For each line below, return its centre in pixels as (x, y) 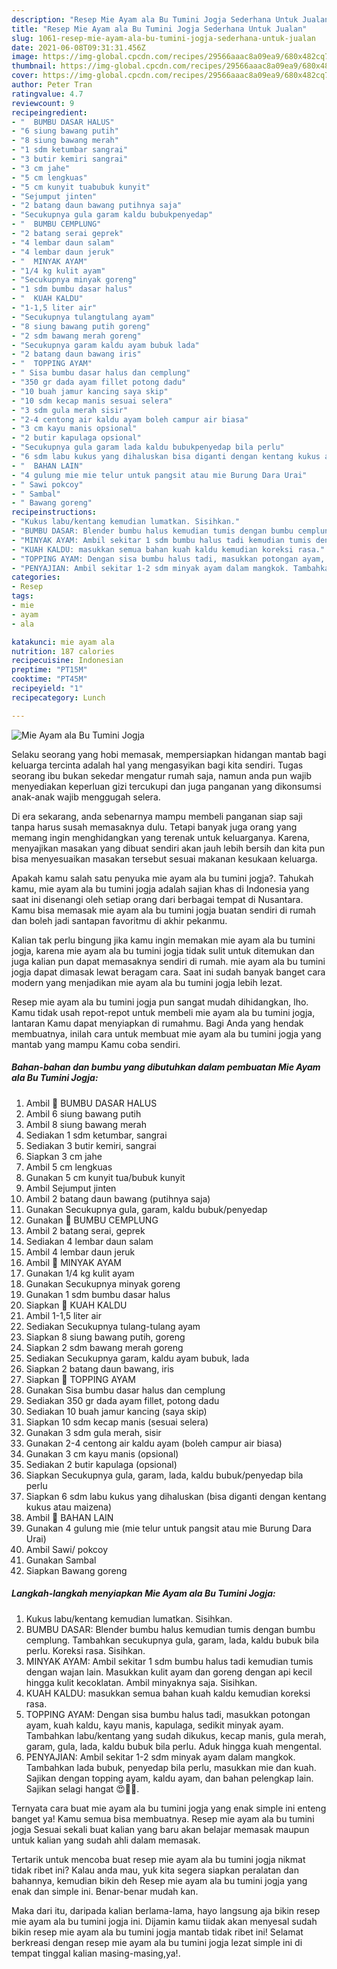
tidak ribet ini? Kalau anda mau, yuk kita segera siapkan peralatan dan (155, 1870)
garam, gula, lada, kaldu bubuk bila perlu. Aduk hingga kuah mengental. (174, 1746)
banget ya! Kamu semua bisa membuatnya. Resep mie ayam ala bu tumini (163, 1818)
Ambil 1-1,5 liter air (64, 1315)
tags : (22, 596)
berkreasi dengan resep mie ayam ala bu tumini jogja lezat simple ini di (157, 1942)
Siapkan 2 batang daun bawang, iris (99, 1368)
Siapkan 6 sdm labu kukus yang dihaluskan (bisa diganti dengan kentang (176, 1496)
